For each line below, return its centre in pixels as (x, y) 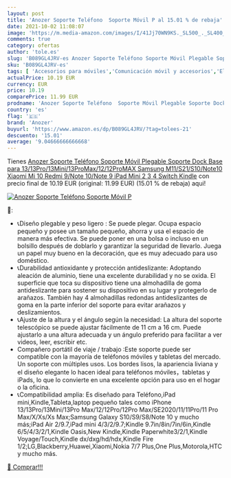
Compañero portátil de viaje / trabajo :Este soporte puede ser (104, 350)
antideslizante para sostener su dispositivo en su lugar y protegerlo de (117, 290)
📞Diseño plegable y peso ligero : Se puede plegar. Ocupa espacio (109, 223)
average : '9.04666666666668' (49, 142)
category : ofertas (33, 46)
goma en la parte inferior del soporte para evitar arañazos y (101, 305)
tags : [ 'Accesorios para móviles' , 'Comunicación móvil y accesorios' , (112, 71)
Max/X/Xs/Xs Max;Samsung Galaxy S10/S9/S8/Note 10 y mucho (108, 417)
